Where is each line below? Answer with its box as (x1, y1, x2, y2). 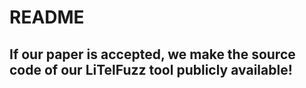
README (9, 6, 85, 29)
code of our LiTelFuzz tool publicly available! (9, 61, 293, 78)
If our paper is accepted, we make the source (9, 46, 296, 63)
